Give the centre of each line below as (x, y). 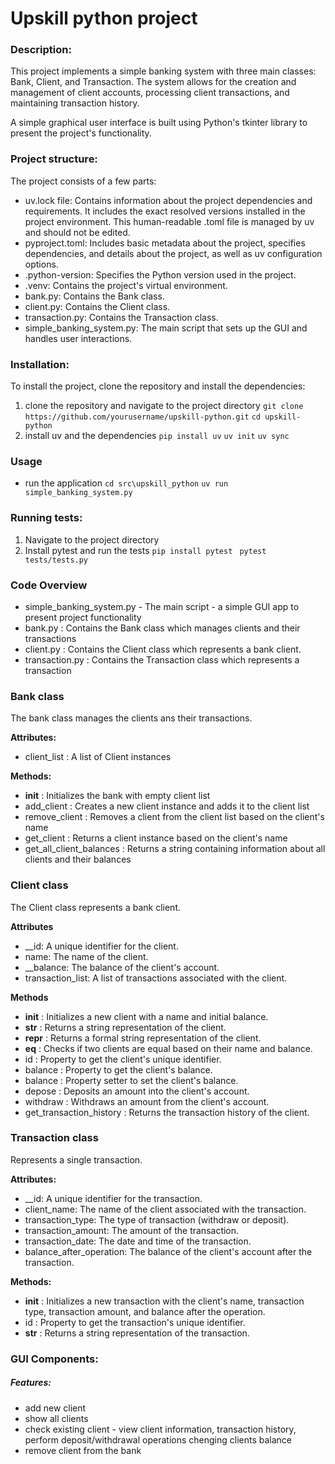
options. (41, 264)
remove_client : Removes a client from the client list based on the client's (174, 817)
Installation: (40, 364)
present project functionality (83, 617)
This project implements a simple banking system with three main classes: (163, 71)
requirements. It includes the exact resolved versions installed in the (165, 211)
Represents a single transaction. (76, 1159)
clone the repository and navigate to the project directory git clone (164, 406)
